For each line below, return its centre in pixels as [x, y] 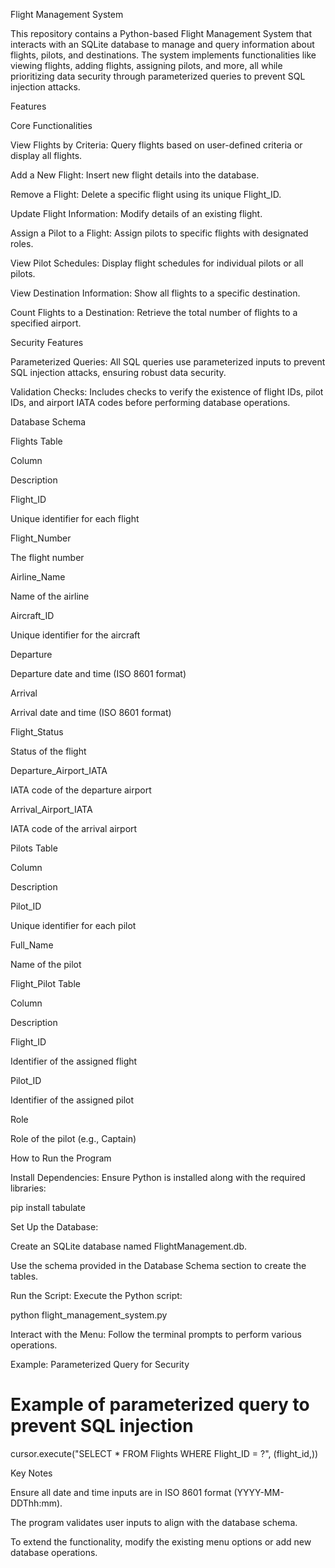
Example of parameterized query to [160, 1405]
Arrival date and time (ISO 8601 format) [91, 712]
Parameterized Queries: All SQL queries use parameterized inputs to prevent [168, 362]
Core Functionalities [51, 125]
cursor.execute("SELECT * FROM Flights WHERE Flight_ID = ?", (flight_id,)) [164, 1453]
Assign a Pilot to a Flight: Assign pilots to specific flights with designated [159, 233]
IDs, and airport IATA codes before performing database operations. [150, 402]
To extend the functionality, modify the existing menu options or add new [161, 1541]
